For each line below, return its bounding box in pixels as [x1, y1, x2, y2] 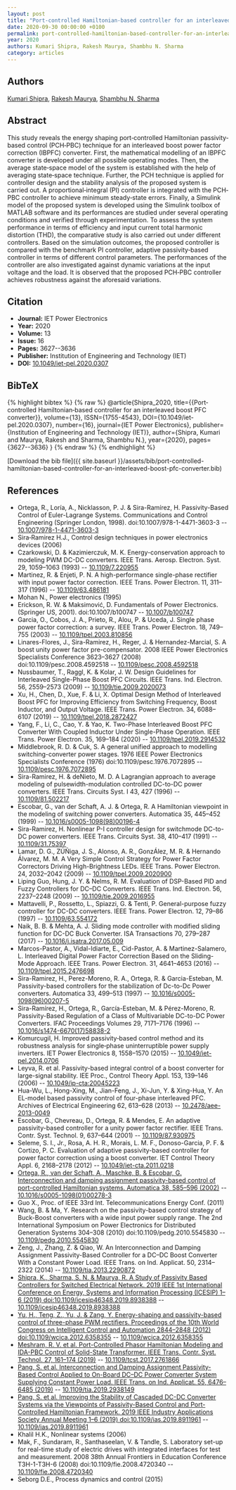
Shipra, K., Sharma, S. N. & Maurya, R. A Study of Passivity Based [17, 1273, 207, 1281]
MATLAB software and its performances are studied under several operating [7, 208, 228, 217]
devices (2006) [17, 540, 63, 549]
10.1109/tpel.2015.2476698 [17, 967, 95, 975]
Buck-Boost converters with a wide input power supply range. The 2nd [17, 1213, 223, 1221]
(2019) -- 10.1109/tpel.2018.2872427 [32, 712, 138, 721]
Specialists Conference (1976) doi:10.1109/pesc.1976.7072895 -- [17, 757, 203, 765]
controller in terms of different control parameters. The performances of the [7, 253, 227, 261]
